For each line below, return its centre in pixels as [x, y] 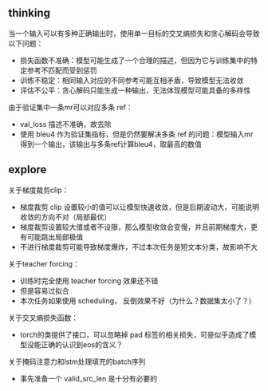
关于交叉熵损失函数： [43, 318]
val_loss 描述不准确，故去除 [65, 124]
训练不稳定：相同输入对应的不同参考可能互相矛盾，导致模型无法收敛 [132, 80]
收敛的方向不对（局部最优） [65, 217]
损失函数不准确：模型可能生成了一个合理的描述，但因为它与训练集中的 [135, 60]
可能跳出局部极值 [55, 237]
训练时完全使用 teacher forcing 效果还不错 [89, 280]
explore [28, 170]
